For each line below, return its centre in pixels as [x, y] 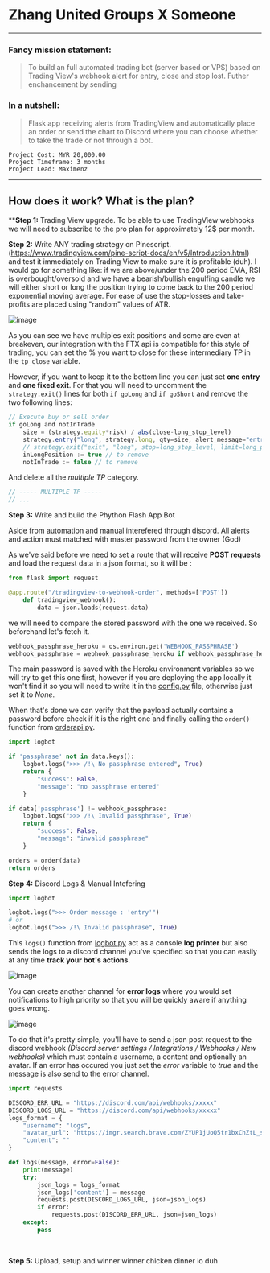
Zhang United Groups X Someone [123, 15]
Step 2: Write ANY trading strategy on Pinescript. [90, 245]
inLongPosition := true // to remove [86, 455]
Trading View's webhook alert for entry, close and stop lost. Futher [138, 76]
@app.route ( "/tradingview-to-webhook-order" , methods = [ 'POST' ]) [118, 593]
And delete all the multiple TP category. [74, 477]
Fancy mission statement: [60, 50]
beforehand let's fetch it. [49, 631]
